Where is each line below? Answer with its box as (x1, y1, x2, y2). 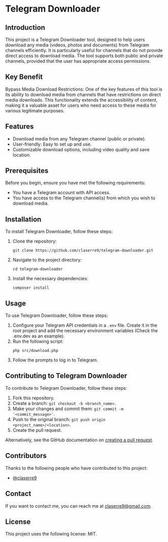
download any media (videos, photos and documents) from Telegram (5, 42, 149, 48)
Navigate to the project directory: (12, 257, 82, 263)
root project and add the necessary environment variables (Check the (12, 328, 158, 334)
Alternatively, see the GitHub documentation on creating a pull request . (5, 437, 153, 443)
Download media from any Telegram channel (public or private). (12, 135, 146, 142)
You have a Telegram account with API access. (12, 190, 110, 196)
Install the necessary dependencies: (12, 276, 89, 282)
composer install (12, 285, 50, 291)
